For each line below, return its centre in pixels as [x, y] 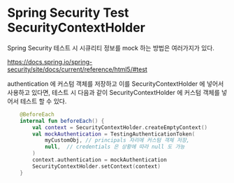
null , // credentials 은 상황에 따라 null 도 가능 [115, 147]
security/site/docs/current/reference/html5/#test [78, 69]
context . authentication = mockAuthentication [100, 160]
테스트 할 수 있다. [43, 101]
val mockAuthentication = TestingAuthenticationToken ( [114, 134]
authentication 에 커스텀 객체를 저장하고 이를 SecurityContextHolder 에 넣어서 [116, 83]
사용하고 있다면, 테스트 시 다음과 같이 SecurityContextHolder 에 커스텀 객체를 [114, 92]
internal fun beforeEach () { [62, 121]
